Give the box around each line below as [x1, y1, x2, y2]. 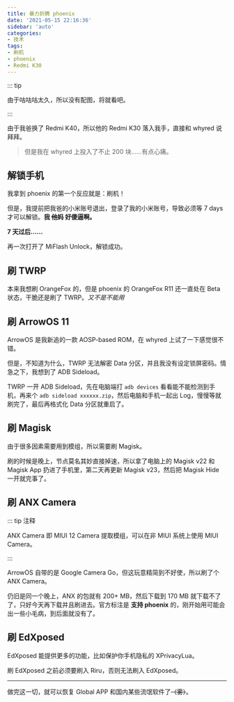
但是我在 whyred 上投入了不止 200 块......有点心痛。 [24, 147, 173, 155]
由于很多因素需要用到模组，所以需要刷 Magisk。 [7, 442, 146, 450]
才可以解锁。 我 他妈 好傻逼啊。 [7, 213, 96, 221]
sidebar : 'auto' [7, 23, 54, 30]
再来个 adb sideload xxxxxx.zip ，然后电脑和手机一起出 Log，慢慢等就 [19, 391, 221, 400]
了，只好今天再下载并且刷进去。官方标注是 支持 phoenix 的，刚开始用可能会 [7, 600, 226, 609]
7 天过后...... [7, 228, 43, 236]
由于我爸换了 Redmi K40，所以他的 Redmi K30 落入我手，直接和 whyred [7, 123, 214, 132]
